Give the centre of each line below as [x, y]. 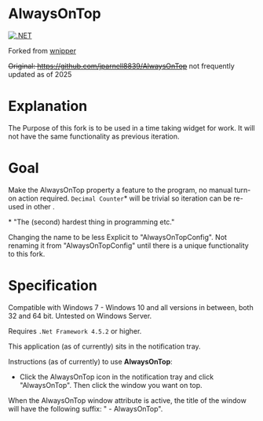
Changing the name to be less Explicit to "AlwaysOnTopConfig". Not [118, 237]
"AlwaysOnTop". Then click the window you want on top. [111, 385]
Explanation [48, 106]
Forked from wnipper [42, 50]
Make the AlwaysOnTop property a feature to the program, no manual [121, 190]
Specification [53, 286]
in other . [40, 206]
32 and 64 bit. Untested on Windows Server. [80, 316]
